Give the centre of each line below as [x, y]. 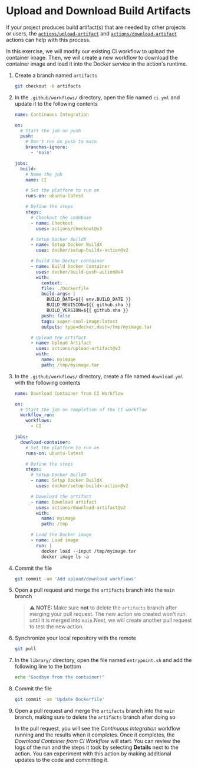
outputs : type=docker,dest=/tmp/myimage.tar [97, 327]
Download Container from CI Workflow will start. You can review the [98, 741]
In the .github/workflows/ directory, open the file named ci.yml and [97, 97]
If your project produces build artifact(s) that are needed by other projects [96, 27]
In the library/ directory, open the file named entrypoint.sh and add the [103, 660]
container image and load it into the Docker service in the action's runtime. [97, 64]
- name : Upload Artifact [61, 343]
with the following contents [47, 382]
